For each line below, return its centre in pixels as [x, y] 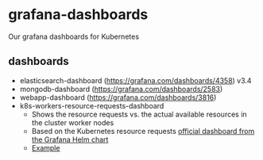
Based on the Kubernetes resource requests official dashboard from [143, 131]
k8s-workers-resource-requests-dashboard [92, 105]
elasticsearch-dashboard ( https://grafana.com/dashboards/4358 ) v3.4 [135, 80]
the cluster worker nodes [73, 122]
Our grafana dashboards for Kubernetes [74, 36]
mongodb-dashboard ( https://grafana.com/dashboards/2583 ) [121, 89]
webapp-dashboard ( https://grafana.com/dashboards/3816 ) [118, 97]
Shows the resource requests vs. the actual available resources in [139, 114]
